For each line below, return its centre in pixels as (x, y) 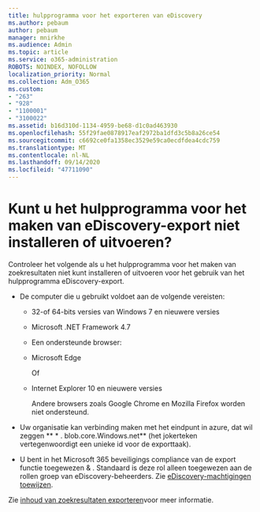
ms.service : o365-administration (63, 60)
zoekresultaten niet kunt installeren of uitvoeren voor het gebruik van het (126, 273)
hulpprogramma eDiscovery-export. (66, 280)
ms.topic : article (38, 52)
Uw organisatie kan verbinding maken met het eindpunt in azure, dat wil (136, 427)
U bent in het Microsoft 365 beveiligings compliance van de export (128, 459)
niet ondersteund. (60, 412)
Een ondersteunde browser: (76, 342)
